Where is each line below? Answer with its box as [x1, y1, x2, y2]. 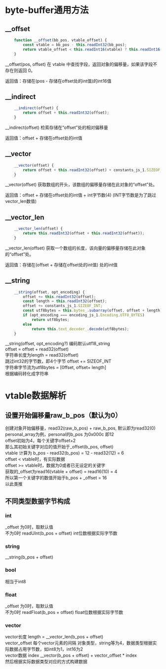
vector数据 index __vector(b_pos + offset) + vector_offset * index [5, 653, 137, 659]
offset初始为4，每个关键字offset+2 [5, 437, 76, 444]
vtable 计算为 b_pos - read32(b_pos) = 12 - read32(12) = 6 [5, 450, 124, 456]
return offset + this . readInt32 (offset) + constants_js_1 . [23, 167, 147, 173]
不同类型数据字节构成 [5, 497, 70, 505]
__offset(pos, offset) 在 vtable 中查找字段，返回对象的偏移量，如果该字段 [5, 61, 153, 67]
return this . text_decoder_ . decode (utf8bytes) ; [31, 326, 129, 331]
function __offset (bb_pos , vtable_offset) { [14, 38, 107, 43]
